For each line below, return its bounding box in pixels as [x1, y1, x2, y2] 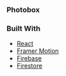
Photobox [6, 5, 40, 15]
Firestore [16, 61, 43, 70]
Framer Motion [16, 47, 60, 55]
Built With [6, 23, 41, 33]
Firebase [16, 54, 42, 63]
